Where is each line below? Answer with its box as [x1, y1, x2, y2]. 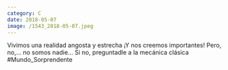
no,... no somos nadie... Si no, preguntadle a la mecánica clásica [7, 48, 189, 56]
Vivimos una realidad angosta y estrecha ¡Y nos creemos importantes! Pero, [7, 41, 222, 50]
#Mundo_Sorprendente [7, 56, 73, 64]
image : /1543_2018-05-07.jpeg [7, 22, 94, 29]
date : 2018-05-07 [7, 16, 57, 23]
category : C [7, 10, 41, 17]
